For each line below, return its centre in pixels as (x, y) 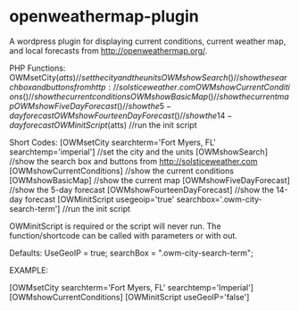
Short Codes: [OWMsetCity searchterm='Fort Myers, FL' (113, 142)
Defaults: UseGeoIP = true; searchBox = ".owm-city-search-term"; (132, 253)
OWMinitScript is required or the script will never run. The (115, 226)
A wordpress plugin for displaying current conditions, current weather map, (148, 41)
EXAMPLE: (29, 270)
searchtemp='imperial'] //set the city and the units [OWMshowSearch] (139, 151)
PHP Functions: (37, 68)
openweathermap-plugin (104, 17)
